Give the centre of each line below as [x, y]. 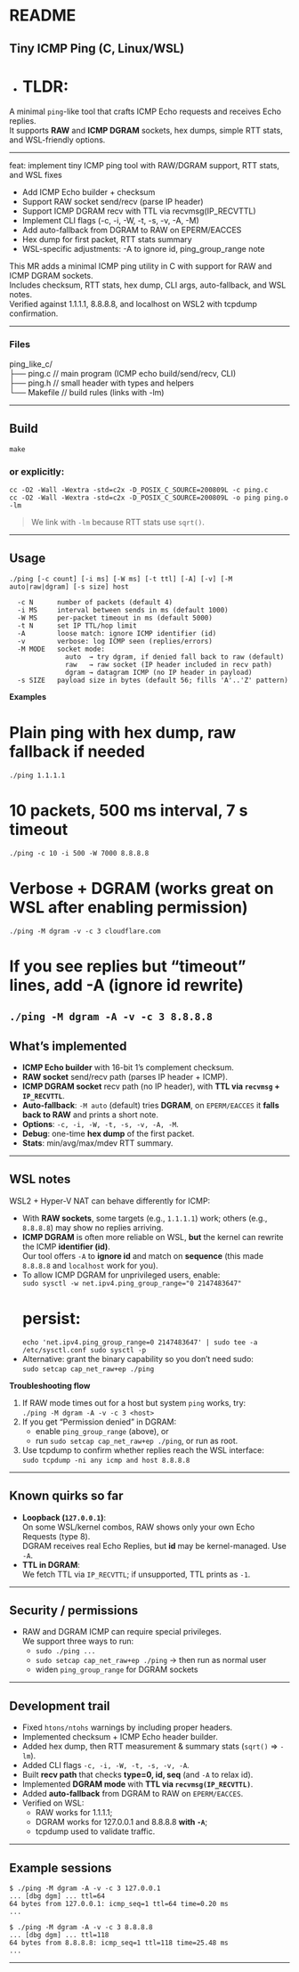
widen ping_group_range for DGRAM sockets [117, 1669]
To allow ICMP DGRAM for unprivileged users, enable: [121, 1275]
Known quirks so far [66, 1496]
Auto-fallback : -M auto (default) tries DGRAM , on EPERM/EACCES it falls [150, 1105]
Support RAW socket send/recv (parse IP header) [113, 201]
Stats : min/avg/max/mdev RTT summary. [97, 1143]
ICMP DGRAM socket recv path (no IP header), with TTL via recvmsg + [151, 1086]
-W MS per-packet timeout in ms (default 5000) [115, 618]
